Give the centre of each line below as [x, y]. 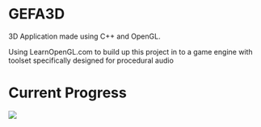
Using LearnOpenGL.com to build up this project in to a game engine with [130, 51]
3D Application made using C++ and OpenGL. [84, 36]
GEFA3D [37, 14]
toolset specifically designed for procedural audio [91, 60]
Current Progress [67, 93]
